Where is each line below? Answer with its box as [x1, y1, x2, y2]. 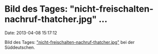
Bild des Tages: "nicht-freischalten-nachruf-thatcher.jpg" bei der [4, 39, 135, 45]
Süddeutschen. [4, 44, 35, 50]
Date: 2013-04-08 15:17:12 [4, 30, 57, 36]
